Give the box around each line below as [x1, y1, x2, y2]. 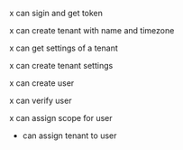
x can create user [9, 78, 75, 89]
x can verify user [9, 95, 72, 106]
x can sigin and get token [9, 8, 104, 18]
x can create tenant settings [9, 61, 114, 70]
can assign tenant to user [22, 130, 117, 141]
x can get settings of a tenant [9, 42, 119, 53]
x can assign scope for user [9, 113, 113, 123]
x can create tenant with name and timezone [9, 25, 175, 35]
